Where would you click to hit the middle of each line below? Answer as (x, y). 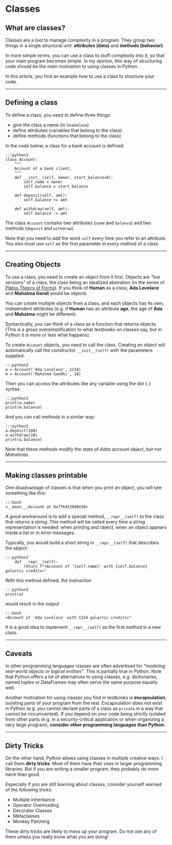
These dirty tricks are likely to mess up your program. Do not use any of (81, 831)
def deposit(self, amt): (41, 195)
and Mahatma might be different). (41, 314)
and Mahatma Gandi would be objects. (47, 293)
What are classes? (35, 28)
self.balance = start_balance (56, 186)
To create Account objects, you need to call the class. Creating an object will (85, 345)
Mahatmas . (17, 454)
